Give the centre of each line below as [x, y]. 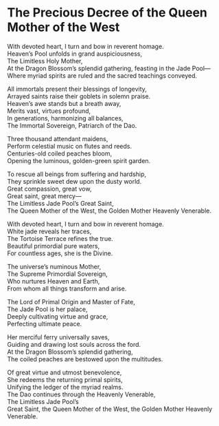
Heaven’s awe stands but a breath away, [64, 103]
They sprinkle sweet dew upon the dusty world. [74, 181]
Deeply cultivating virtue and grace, [58, 316]
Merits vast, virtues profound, [49, 111]
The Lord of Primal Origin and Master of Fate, [71, 301]
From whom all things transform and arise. [67, 288]
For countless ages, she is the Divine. [60, 253]
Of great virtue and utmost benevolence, [65, 372]
